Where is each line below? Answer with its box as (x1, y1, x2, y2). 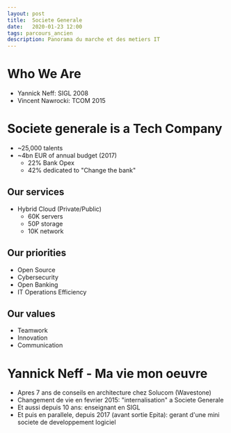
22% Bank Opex (27, 159, 75, 167)
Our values (7, 308, 56, 320)
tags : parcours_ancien (7, 29, 73, 37)
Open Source (17, 265, 56, 274)
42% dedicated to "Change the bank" (27, 166, 136, 174)
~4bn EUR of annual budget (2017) (17, 151, 117, 159)
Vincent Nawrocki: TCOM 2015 (17, 97, 106, 105)
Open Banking (17, 280, 58, 289)
